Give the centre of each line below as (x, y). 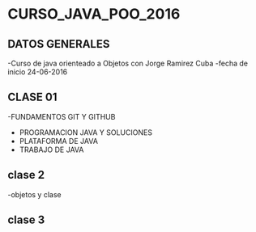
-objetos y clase (34, 194)
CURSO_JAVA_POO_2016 (94, 14)
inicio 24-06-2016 (38, 72)
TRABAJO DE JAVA (51, 150)
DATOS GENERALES (59, 44)
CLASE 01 (32, 97)
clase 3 (26, 220)
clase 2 (26, 175)
